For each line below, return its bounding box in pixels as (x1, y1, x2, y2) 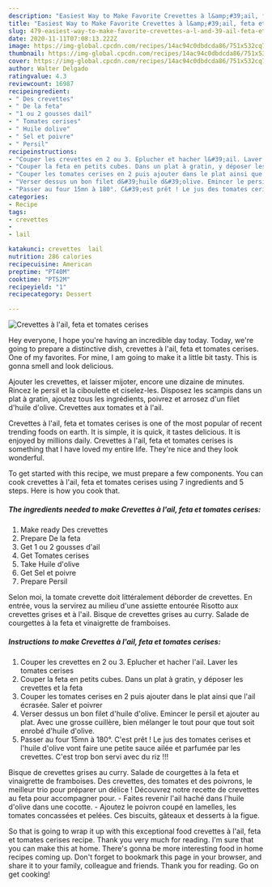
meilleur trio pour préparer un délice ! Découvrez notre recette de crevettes (8, 785, 260, 795)
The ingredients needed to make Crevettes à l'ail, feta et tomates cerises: (8, 504, 261, 514)
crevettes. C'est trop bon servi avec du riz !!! (19, 752, 168, 762)
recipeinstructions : (8, 148, 79, 156)
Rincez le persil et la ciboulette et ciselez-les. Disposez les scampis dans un (8, 386, 262, 396)
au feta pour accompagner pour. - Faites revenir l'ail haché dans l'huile (8, 794, 244, 803)
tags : (8, 208, 27, 216)
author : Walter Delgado (8, 65, 89, 73)
